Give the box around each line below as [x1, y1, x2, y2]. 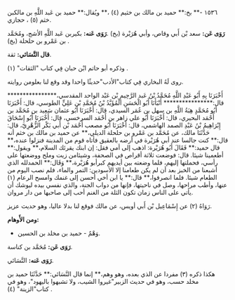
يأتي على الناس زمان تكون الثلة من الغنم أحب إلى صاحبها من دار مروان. [7, 188, 194, 196]
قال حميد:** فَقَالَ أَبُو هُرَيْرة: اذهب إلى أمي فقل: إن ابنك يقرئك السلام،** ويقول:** [7, 143, 220, 152]
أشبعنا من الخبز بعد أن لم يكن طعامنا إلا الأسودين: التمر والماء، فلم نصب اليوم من [7, 166, 217, 174]
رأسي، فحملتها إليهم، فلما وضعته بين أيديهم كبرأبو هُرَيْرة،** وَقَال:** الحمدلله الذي [7, 158, 219, 167]
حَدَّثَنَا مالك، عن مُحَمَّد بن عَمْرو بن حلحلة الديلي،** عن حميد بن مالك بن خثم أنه [7, 129, 210, 136]
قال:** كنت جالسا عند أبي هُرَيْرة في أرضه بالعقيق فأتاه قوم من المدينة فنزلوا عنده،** [7, 136, 229, 144]
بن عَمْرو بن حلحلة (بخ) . [7, 37, 70, 45]
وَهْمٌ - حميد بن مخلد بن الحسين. [17, 229, 100, 237]
